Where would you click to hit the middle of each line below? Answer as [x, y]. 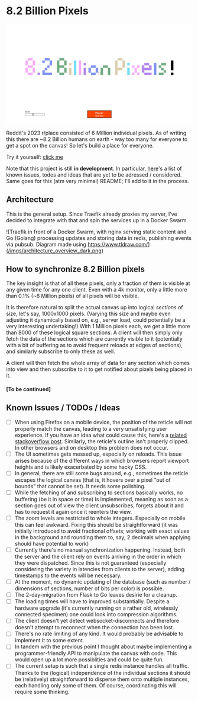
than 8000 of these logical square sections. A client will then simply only [94, 332]
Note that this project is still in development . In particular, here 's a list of [94, 168]
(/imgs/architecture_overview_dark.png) [55, 251]
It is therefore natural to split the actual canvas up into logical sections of [95, 308]
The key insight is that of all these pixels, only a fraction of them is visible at [98, 283]
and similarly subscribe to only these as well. [61, 351]
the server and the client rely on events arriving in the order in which [98, 557]
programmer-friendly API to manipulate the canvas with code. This [96, 654]
